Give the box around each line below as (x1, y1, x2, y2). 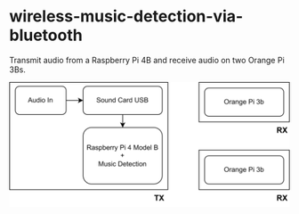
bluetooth (9, 25, 83, 45)
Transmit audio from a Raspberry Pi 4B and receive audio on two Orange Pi (9, 54, 285, 65)
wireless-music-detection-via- (9, 6, 244, 27)
